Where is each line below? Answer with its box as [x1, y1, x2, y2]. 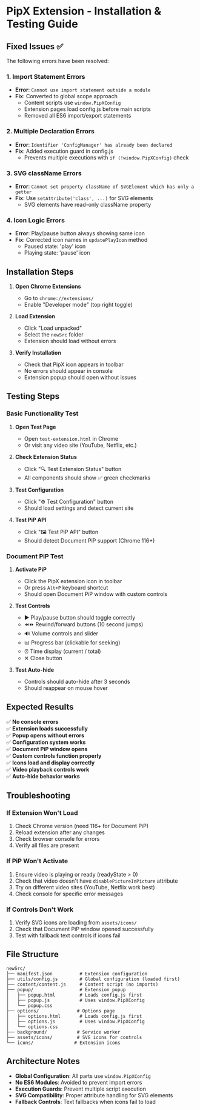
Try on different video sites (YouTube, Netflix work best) [15, 883, 155, 891]
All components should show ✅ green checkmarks [24, 474, 151, 481]
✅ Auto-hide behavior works [6, 772, 80, 780]
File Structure [6, 949, 59, 960]
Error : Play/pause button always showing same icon [15, 230, 145, 237]
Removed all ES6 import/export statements [24, 112, 132, 119]
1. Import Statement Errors [6, 72, 86, 81]
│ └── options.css [6, 1023, 59, 1030]
